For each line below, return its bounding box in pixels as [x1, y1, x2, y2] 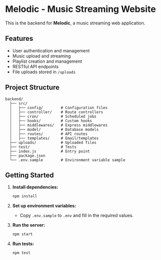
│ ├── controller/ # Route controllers [9, 110, 103, 115]
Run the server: [12, 222, 46, 228]
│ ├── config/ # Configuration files [9, 105, 108, 110]
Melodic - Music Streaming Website [5, 3, 156, 15]
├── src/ [9, 101, 28, 106]
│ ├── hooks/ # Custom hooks [9, 118, 92, 123]
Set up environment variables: [12, 203, 77, 209]
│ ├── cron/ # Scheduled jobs [9, 114, 97, 119]
